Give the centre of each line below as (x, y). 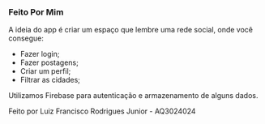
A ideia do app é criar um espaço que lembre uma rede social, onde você (131, 30)
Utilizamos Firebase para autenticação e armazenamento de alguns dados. (133, 96)
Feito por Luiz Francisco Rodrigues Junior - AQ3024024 (102, 111)
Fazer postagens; (49, 62)
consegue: (26, 38)
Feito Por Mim (36, 12)
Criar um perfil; (45, 71)
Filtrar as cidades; (50, 80)
